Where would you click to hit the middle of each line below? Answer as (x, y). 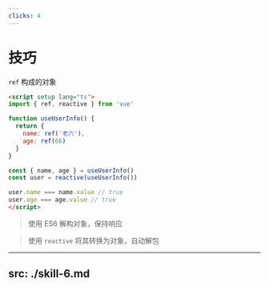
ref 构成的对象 (32, 82)
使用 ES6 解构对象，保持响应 (75, 223)
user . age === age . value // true (62, 200)
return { (30, 126)
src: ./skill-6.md (49, 274)
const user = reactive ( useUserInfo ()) (73, 178)
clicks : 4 (25, 16)
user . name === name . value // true (66, 192)
